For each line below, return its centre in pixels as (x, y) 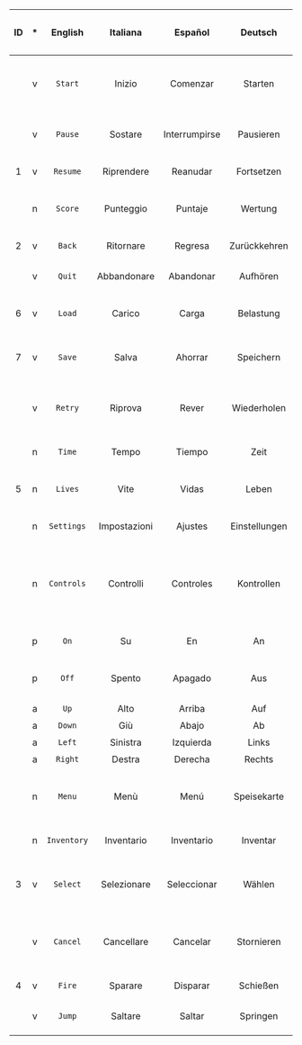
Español (192, 32)
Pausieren (259, 134)
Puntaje (192, 209)
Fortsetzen (259, 172)
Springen (259, 1016)
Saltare (126, 1016)
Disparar (192, 986)
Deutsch (259, 32)
